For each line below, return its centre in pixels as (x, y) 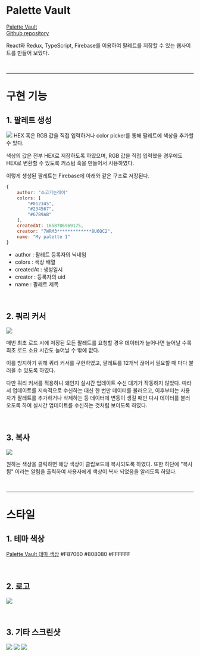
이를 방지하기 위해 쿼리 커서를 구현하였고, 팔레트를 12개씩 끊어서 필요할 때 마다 (97, 363)
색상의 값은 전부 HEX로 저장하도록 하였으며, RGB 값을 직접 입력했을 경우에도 (94, 155)
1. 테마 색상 (25, 538)
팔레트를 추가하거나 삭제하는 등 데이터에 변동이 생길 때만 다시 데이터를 (98, 398)
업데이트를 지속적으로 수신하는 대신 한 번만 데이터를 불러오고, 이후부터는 (96, 391)
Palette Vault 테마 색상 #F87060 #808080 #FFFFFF (68, 554)
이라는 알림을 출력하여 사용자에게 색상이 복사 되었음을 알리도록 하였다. (96, 471)
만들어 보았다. (33, 53)
